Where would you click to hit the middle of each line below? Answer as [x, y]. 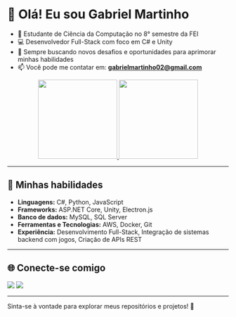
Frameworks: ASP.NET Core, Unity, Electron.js [85, 209]
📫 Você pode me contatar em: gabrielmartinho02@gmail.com [110, 67]
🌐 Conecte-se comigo [57, 268]
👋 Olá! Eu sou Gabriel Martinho [98, 14]
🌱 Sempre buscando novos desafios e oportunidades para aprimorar [117, 51]
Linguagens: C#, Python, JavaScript [71, 202]
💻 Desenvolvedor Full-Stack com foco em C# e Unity [95, 41]
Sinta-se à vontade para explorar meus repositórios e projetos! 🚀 [101, 306]
